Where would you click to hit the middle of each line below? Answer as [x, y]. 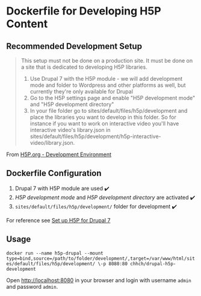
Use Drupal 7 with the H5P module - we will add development [106, 79]
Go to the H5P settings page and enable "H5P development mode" [113, 98]
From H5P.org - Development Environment [59, 154]
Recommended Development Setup [74, 46]
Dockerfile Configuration [54, 173]
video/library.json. [52, 143]
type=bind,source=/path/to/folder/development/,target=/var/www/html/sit [101, 258]
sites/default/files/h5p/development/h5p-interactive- [95, 136]
